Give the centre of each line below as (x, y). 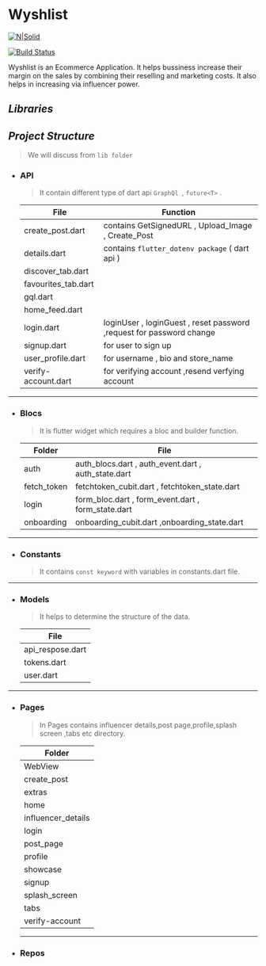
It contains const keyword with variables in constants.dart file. (139, 571)
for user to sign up (137, 346)
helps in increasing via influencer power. (74, 84)
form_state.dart (103, 509)
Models (34, 599)
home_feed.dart (53, 310)
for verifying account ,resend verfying (174, 372)
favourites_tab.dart (59, 284)
